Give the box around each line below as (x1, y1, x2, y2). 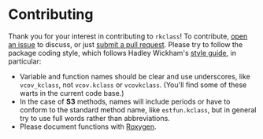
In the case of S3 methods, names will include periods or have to (19, 97, 231, 106)
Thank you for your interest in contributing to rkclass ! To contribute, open (8, 31, 248, 41)
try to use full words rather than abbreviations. (19, 113, 171, 123)
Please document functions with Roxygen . (19, 122, 157, 131)
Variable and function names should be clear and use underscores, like (19, 71, 250, 81)
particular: (8, 57, 42, 66)
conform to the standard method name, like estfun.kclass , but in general (19, 104, 257, 115)
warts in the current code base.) (19, 88, 124, 97)
